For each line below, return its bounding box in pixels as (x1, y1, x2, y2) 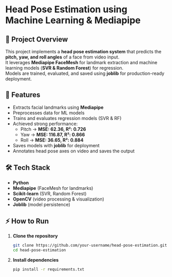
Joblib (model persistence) (12, 201, 70, 207)
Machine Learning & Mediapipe (5, 14, 141, 26)
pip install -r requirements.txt (12, 267, 85, 272)
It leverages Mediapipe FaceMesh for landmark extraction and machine (5, 60, 158, 65)
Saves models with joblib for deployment (12, 142, 100, 148)
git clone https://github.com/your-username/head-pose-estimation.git (12, 243, 167, 248)
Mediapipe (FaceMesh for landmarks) (12, 185, 93, 191)
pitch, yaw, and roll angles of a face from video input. (5, 54, 120, 60)
